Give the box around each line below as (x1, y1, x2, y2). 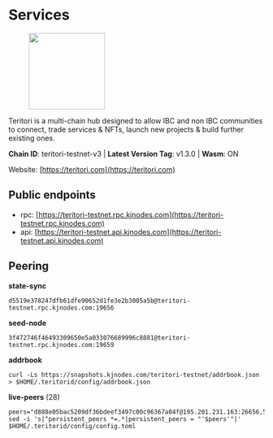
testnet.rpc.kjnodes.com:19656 (8, 303, 115, 312)
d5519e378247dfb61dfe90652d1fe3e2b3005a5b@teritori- (8, 297, 191, 305)
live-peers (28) (8, 392, 61, 401)
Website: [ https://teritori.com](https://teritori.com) (8, 164, 176, 174)
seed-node (8, 318, 47, 327)
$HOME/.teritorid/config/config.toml (8, 422, 136, 430)
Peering (8, 259, 50, 273)
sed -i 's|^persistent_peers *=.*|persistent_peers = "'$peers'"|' (8, 414, 242, 423)
